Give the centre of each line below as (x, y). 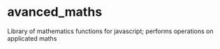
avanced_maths (55, 12)
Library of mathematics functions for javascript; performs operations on (111, 31)
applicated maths (32, 38)
